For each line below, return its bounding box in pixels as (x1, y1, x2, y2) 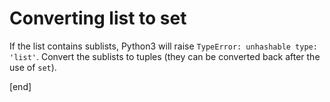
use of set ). (9, 61, 57, 73)
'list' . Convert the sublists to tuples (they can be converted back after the (9, 50, 321, 62)
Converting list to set (9, 7, 187, 30)
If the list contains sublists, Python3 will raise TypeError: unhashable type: (9, 40, 318, 52)
